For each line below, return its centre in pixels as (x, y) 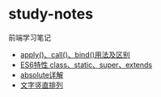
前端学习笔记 (30, 37)
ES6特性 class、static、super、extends (86, 65)
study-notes (51, 14)
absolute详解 (42, 74)
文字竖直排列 (41, 85)
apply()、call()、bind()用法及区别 (75, 54)
